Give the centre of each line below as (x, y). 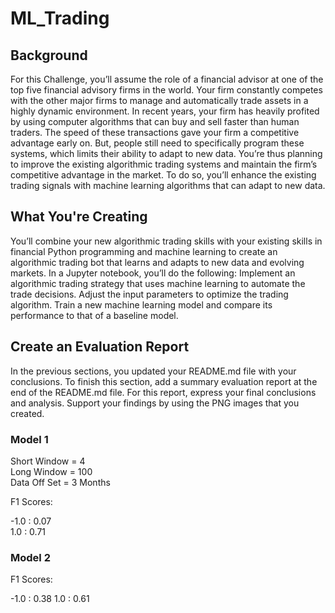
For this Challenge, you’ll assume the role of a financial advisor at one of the (167, 79)
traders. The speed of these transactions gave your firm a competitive (155, 132)
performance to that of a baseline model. (94, 315)
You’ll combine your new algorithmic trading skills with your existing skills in (166, 241)
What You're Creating (79, 217)
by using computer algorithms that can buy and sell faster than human (155, 121)
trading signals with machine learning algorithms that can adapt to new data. (168, 185)
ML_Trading (60, 18)
